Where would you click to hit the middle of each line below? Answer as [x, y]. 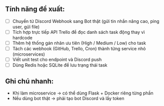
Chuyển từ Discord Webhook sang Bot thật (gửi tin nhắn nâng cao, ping [86, 21]
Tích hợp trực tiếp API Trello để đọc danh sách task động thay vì [78, 32]
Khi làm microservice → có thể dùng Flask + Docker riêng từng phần [83, 93]
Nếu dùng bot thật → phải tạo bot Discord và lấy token [68, 98]
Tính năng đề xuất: [35, 9]
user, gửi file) [26, 27]
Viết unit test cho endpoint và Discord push [57, 60]
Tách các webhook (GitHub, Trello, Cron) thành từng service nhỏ [79, 49]
